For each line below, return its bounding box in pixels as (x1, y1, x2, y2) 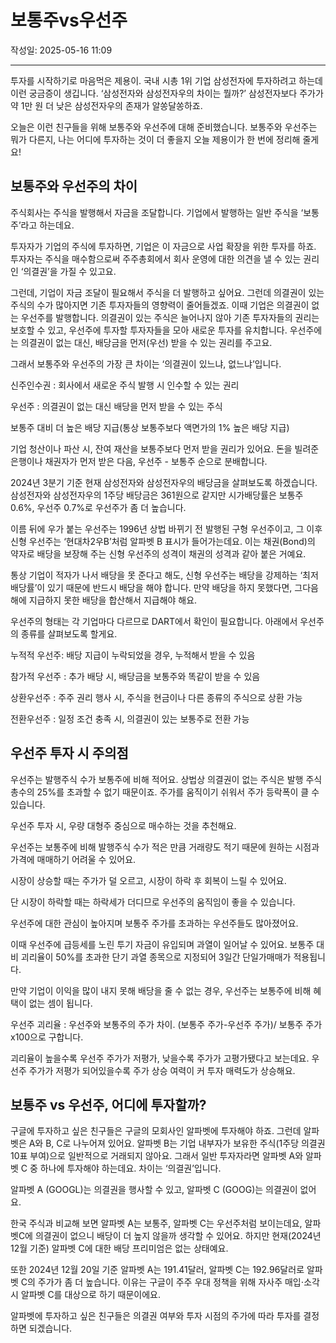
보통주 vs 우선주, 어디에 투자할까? (10, 1096, 207, 1113)
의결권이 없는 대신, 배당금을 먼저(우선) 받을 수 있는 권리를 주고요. (20, 336, 273, 348)
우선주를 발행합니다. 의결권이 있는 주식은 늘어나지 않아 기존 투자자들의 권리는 (20, 311, 320, 323)
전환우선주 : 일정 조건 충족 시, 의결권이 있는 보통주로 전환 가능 (10, 712, 250, 725)
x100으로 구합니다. (10, 1031, 84, 1043)
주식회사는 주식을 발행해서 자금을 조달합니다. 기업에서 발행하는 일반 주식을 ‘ (10, 206, 304, 218)
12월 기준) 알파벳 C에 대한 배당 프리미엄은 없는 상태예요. (10, 1242, 229, 1255)
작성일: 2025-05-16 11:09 (10, 44, 113, 56)
